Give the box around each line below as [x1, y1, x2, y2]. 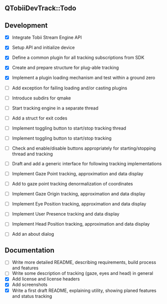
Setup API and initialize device [12, 45, 75, 51]
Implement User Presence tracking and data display [12, 211, 120, 217]
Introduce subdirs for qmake [12, 95, 71, 101]
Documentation [5, 246, 55, 254]
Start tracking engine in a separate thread [12, 105, 99, 111]
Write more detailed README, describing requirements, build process [12, 259, 156, 265]
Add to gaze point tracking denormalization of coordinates [12, 181, 133, 187]
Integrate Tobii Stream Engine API [12, 35, 82, 41]
